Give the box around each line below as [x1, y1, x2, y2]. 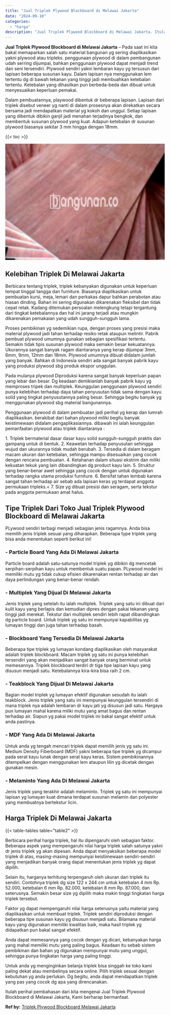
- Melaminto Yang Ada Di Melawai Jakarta [5, 777, 110, 784]
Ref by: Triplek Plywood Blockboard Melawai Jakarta [5, 1003, 116, 1010]
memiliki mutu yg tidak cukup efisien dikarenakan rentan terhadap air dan [5, 571, 158, 577]
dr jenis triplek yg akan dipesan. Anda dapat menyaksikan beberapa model [5, 848, 161, 854]
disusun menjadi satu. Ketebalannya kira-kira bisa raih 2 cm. [5, 668, 131, 674]
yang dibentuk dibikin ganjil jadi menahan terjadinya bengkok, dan [5, 113, 143, 119]
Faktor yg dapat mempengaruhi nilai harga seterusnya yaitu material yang [5, 905, 159, 911]
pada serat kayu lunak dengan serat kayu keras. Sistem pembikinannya [5, 754, 154, 760]
